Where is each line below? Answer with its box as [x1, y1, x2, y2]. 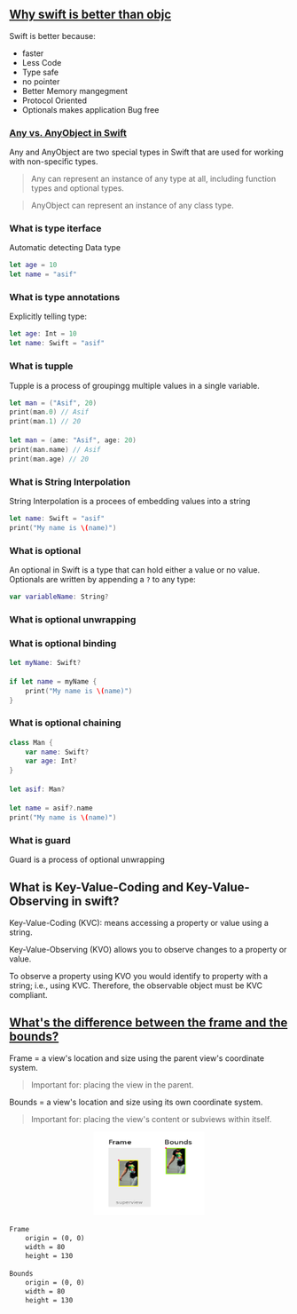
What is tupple [9, 360, 74, 372]
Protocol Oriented [21, 95, 87, 106]
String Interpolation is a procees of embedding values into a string [9, 495, 251, 506]
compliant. [9, 989, 48, 1000]
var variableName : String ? [9, 592, 109, 601]
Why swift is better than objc [9, 7, 171, 22]
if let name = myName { [9, 677, 98, 686]
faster [21, 48, 44, 59]
